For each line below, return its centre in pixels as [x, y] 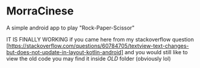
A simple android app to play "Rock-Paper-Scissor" [71, 28]
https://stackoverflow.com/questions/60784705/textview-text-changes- [99, 46]
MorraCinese [40, 11]
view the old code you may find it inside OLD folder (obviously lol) [89, 58]
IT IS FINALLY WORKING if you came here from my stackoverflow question [100, 39]
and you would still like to [156, 52]
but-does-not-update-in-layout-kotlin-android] [65, 52]
